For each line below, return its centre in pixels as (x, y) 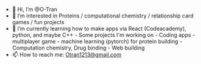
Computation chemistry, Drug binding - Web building (78, 48)
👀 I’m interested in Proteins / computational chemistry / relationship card (103, 16)
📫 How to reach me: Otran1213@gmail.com (67, 55)
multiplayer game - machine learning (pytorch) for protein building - (97, 41)
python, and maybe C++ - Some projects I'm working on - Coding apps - (104, 35)
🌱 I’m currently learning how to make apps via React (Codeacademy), (99, 28)
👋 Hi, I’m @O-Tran (35, 9)
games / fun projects (38, 22)
